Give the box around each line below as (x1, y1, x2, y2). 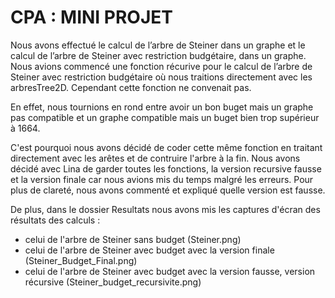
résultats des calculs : (10, 214, 101, 226)
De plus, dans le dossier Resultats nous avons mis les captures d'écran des (10, 203, 321, 215)
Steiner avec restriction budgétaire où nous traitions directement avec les (10, 71, 313, 83)
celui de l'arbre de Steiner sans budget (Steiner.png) (24, 233, 242, 245)
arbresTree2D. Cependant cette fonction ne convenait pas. (10, 81, 252, 93)
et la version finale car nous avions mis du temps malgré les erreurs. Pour (10, 173, 314, 185)
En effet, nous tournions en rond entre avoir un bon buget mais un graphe (10, 101, 314, 113)
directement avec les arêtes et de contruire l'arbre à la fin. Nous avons (10, 152, 301, 164)
